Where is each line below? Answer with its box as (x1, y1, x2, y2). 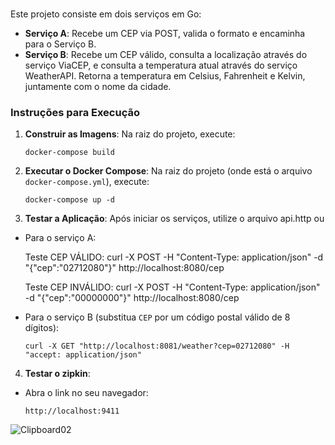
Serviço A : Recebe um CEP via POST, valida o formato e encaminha (24, 27, 306, 39)
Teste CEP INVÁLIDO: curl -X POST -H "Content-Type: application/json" (24, 281, 321, 293)
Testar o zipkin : (24, 368, 91, 380)
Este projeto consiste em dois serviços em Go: (10, 8, 202, 20)
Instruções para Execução (10, 105, 140, 119)
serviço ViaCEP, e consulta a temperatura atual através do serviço (24, 59, 298, 71)
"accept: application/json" (24, 350, 142, 360)
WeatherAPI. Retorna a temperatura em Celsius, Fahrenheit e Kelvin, (24, 69, 306, 82)
